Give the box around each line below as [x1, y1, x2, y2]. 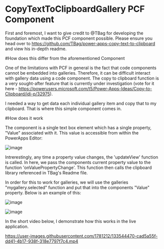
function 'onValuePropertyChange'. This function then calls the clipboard [5, 165, 152, 170]
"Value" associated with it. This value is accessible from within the [5, 130, 139, 136]
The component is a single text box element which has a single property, [5, 124, 152, 131]
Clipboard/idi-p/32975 [5, 91, 50, 97]
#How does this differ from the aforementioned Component [5, 55, 125, 61]
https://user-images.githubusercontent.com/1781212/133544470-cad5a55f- [5, 233, 158, 239]
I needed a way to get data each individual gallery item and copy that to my [5, 100, 157, 106]
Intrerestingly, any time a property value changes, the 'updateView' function [5, 154, 158, 160]
